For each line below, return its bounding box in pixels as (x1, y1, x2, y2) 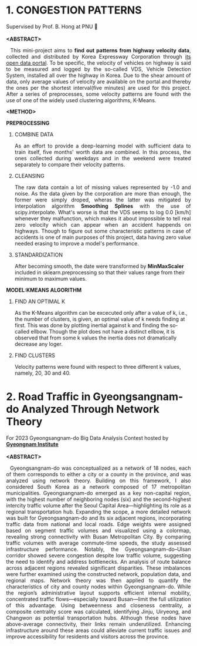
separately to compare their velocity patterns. (14, 161, 125, 168)
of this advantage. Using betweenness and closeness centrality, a (6, 601, 191, 608)
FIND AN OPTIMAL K (14, 298, 66, 305)
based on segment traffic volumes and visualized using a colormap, (6, 527, 191, 534)
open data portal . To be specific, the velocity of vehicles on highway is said (6, 59, 192, 66)
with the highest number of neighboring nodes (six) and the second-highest (6, 496, 191, 503)
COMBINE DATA (14, 130, 54, 138)
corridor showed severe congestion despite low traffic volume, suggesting (6, 551, 191, 558)
